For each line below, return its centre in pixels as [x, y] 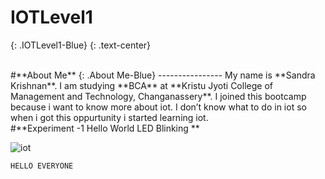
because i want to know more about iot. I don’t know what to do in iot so [158, 107]
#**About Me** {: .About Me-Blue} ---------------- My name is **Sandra [163, 75]
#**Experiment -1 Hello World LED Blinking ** [105, 128]
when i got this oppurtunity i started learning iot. [109, 117]
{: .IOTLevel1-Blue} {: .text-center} [81, 45]
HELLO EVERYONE [42, 166]
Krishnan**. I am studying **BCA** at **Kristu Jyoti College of [141, 85]
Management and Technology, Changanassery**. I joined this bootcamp [158, 96]
